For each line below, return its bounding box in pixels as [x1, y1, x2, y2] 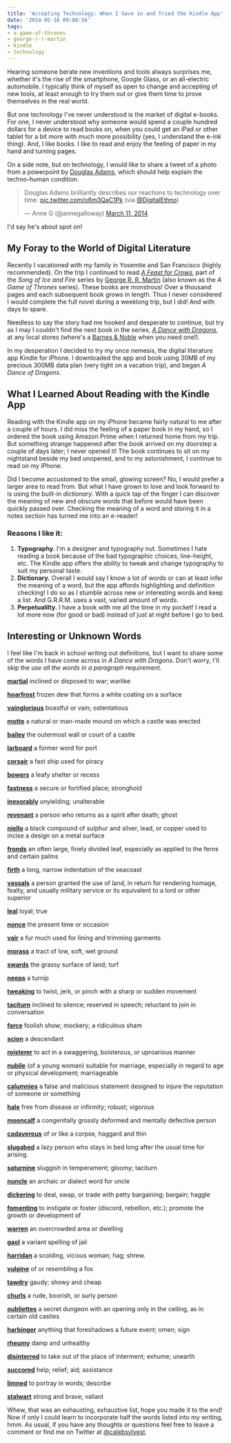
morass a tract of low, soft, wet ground [7, 947, 119, 955]
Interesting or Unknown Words [7, 630, 142, 642]
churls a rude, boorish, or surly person [7, 1291, 118, 1299]
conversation [7, 1007, 45, 1016]
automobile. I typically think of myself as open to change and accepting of [7, 82, 218, 90]
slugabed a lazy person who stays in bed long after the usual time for [7, 1143, 205, 1151]
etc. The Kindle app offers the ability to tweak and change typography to [17, 559, 224, 567]
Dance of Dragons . [7, 368, 61, 376]
